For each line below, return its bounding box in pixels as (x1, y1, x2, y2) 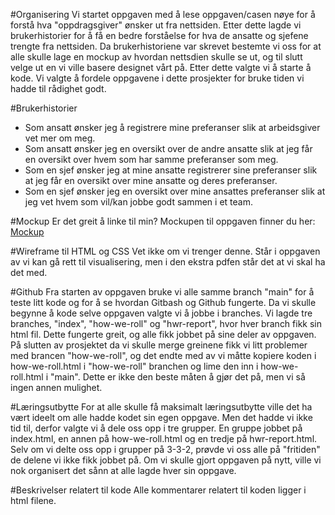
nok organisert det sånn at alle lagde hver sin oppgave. (10, 465, 237, 476)
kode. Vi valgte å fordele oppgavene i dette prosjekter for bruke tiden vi (10, 72, 305, 84)
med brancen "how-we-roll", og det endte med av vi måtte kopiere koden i (10, 350, 317, 361)
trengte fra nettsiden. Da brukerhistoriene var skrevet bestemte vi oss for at (10, 40, 322, 52)
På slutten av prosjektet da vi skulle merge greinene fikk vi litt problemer (10, 339, 308, 351)
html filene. (10, 495, 57, 506)
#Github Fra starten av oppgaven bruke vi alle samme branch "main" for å (10, 286, 315, 298)
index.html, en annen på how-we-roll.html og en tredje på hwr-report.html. (10, 433, 318, 444)
